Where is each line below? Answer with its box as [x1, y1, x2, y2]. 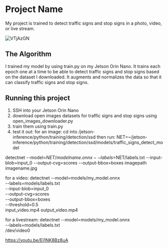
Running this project [5, 94, 70, 103]
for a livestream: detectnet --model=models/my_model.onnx [5, 216, 130, 222]
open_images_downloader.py [12, 118, 73, 124]
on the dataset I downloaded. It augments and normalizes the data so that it [5, 74, 162, 80]
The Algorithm [5, 50, 52, 58]
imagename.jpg [5, 165, 38, 171]
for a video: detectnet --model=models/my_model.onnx [5, 175, 120, 181]
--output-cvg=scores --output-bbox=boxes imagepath [33, 159, 147, 166]
